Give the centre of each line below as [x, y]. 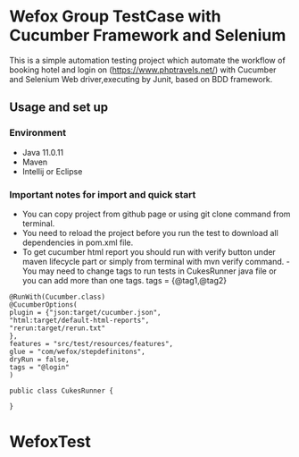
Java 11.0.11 [43, 152]
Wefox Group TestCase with [115, 17]
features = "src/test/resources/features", [91, 343]
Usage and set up [59, 108]
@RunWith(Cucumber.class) [57, 297]
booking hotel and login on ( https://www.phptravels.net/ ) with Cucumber [143, 70]
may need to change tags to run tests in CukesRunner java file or [158, 271]
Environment [38, 133]
